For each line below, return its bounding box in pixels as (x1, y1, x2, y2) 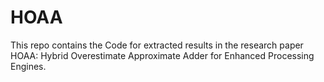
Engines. (10, 60, 47, 72)
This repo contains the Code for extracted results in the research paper (10, 39, 304, 51)
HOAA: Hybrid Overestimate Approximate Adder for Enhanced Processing (10, 49, 315, 61)
